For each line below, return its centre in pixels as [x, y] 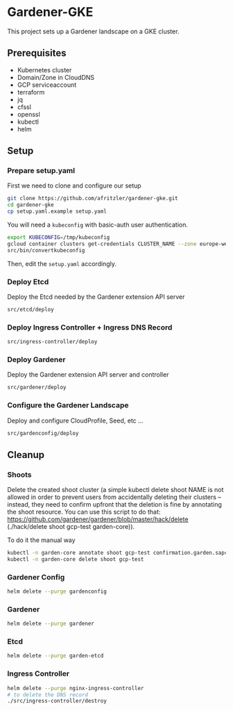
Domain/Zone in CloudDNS [56, 77]
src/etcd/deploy [31, 309]
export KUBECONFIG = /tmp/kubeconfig [59, 238]
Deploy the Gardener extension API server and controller [88, 375]
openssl [28, 114]
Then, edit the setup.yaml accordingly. [62, 263]
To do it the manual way [41, 540]
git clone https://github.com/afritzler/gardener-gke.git [93, 199]
